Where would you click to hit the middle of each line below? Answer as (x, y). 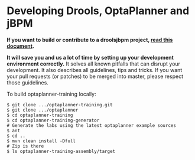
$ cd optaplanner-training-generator (53, 120)
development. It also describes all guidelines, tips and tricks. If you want (95, 70)
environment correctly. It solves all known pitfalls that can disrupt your (94, 64)
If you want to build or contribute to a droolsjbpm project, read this (90, 40)
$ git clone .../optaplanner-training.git (60, 105)
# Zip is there (25, 146)
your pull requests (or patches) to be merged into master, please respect (95, 76)
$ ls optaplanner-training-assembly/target (61, 151)
